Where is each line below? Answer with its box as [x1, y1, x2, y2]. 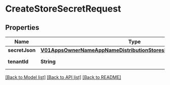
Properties [5, 23, 39, 32]
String [40, 58, 56, 65]
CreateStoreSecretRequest [5, 3, 121, 15]
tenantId [8, 58, 29, 65]
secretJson [8, 47, 36, 54]
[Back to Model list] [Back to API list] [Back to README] [5, 74, 121, 80]
